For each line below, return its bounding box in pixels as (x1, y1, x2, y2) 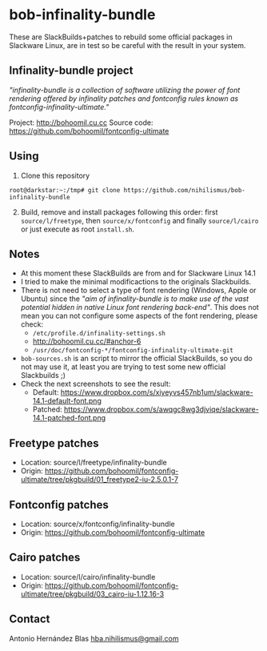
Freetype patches (9, 436, 99, 450)
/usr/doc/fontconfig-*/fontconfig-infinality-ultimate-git (32, 347, 234, 355)
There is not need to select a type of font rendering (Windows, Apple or (20, 286, 257, 295)
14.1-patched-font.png (32, 413, 106, 423)
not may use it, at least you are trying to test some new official (20, 362, 226, 372)
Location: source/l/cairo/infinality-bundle (20, 572, 156, 581)
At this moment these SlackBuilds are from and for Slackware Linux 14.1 (20, 268, 257, 278)
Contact (9, 613, 50, 626)
